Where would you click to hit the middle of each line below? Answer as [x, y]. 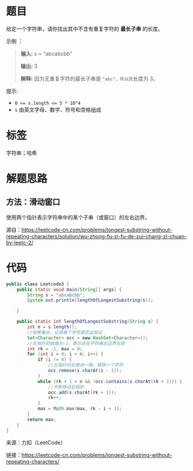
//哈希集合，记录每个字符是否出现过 [65, 332]
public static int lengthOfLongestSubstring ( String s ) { [88, 322]
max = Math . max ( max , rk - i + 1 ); [79, 409]
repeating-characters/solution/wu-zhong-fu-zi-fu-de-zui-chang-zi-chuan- [97, 236]
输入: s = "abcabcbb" [46, 53]
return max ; [42, 419]
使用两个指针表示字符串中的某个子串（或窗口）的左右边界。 [78, 217]
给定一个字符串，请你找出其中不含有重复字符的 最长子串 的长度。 [84, 29]
